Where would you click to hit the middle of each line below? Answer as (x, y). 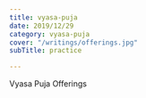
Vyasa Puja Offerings (48, 84)
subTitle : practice (46, 51)
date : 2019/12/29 (42, 26)
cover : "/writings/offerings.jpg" (74, 42)
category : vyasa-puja (50, 34)
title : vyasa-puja (43, 17)
